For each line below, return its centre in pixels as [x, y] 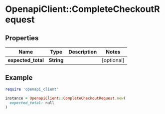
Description [83, 52]
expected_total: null [32, 103]
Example [19, 78]
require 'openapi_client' [32, 89]
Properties [22, 38]
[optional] [113, 60]
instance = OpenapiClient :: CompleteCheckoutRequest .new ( [66, 98]
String [56, 60]
